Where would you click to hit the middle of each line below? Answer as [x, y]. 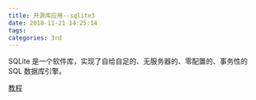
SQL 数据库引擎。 [37, 71]
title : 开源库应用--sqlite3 [52, 15]
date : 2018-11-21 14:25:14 [53, 23]
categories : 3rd [35, 38]
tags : [17, 30]
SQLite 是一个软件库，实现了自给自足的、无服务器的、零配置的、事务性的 [128, 61]
